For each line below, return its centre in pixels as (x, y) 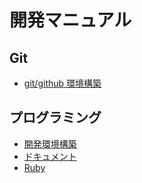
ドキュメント (50, 156)
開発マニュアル (70, 20)
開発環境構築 (50, 143)
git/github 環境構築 (62, 83)
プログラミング (55, 117)
